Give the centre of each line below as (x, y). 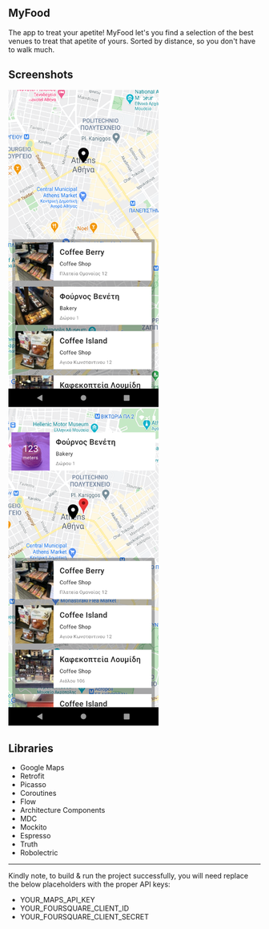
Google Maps (42, 768)
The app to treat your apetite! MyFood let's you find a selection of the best (131, 32)
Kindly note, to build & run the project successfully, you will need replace (128, 876)
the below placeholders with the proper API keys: (89, 884)
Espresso (35, 836)
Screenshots (41, 75)
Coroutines (38, 794)
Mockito (33, 827)
